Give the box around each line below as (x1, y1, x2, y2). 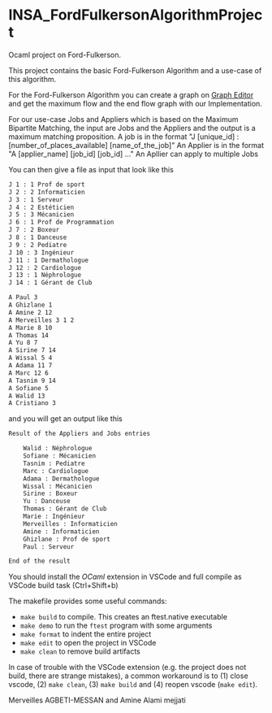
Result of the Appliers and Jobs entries (8, 429, 151, 438)
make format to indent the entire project (19, 629, 152, 639)
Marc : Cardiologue (23, 467, 89, 475)
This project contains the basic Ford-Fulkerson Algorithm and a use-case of (8, 65, 262, 75)
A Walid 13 (8, 392, 45, 400)
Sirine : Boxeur (23, 489, 79, 498)
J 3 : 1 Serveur (8, 195, 63, 204)
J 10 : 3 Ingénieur (8, 248, 75, 257)
